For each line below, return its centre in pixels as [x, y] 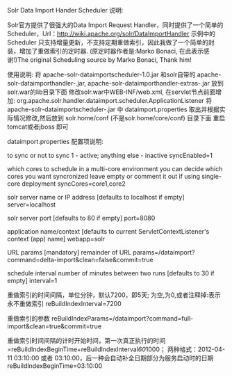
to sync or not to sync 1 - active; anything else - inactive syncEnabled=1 [110, 155]
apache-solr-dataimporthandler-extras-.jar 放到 [156, 83]
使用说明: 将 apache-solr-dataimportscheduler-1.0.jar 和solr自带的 [101, 74]
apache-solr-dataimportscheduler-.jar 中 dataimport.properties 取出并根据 [114, 109]
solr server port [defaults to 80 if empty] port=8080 [81, 218]
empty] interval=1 [32, 281]
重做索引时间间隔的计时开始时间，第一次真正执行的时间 [86, 340]
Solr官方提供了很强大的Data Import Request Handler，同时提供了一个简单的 [115, 25]
